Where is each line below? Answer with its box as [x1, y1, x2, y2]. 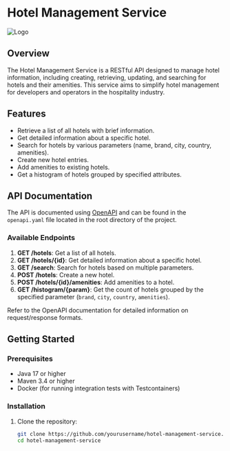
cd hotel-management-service [17, 437, 101, 444]
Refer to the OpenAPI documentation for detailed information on [7, 305, 189, 314]
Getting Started [7, 333, 75, 345]
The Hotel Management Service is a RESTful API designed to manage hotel [7, 66, 220, 74]
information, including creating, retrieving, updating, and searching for [7, 73, 207, 81]
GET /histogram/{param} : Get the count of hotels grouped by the [17, 285, 205, 294]
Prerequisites [7, 354, 53, 363]
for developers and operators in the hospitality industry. [7, 88, 165, 96]
